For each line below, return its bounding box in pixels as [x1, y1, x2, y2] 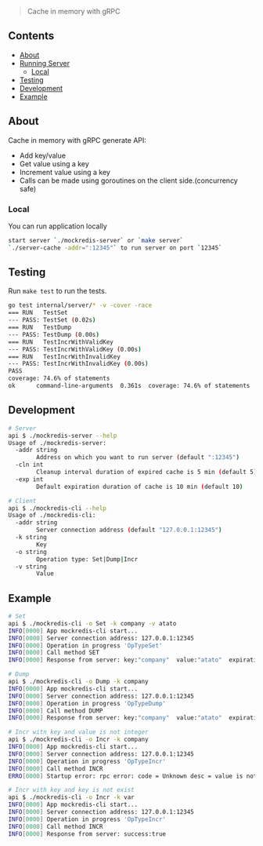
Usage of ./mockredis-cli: [8, 512, 96, 520]
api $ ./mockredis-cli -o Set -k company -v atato [8, 619, 177, 627]
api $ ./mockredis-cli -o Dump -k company [8, 678, 149, 686]
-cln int [15, 461, 44, 469]
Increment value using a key [19, 167, 111, 177]
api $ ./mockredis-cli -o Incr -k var [8, 793, 135, 801]
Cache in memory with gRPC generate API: [8, 135, 147, 144]
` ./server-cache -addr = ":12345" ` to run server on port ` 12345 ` [8, 243, 222, 252]
